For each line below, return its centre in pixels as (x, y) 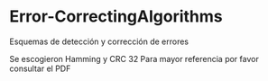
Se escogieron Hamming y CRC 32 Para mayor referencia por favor (134, 58)
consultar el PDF (40, 68)
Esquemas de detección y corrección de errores (99, 41)
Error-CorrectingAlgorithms (116, 17)
